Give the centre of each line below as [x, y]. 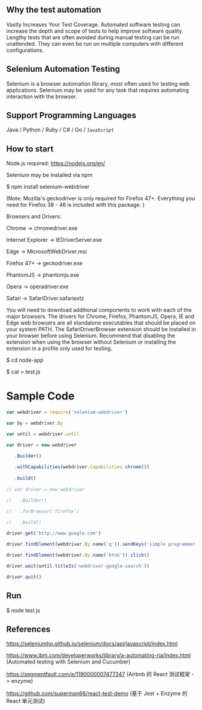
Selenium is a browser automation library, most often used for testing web [98, 83]
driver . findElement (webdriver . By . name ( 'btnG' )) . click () [78, 555]
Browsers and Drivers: [34, 217]
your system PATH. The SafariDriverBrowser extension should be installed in [101, 329]
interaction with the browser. [42, 97]
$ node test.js [23, 610]
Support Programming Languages [71, 116]
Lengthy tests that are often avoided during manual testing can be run [93, 37]
